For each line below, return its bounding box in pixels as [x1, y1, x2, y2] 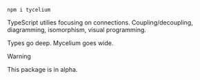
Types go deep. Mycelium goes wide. [7, 39, 114, 47]
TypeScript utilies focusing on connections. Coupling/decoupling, [7, 18, 193, 27]
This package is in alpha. [7, 66, 78, 73]
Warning [7, 52, 31, 60]
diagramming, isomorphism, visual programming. [7, 26, 147, 34]
